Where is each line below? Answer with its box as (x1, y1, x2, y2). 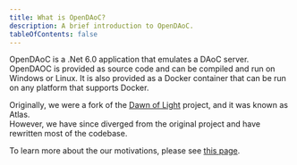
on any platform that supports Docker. (9, 82, 149, 94)
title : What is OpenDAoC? (9, 12, 106, 22)
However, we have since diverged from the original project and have (9, 119, 261, 129)
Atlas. (9, 109, 30, 120)
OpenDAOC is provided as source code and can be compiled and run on (9, 63, 276, 74)
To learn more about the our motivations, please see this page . (9, 145, 241, 156)
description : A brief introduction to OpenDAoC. (9, 21, 194, 30)
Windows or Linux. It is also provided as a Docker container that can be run (9, 73, 286, 84)
